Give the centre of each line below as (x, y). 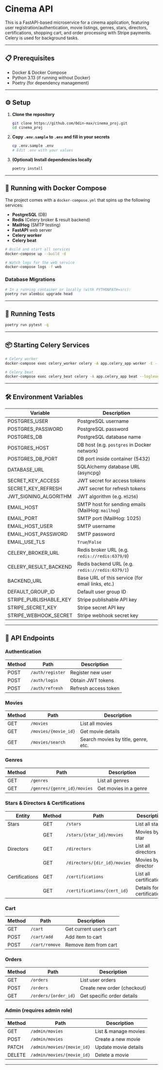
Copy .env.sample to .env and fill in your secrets (61, 137)
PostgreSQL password (103, 429)
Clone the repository (33, 114)
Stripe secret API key (101, 608)
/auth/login (44, 680)
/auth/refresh (47, 688)
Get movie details (100, 731)
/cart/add (42, 937)
